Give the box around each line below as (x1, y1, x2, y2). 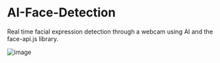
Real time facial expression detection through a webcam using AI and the (7, 27, 214, 36)
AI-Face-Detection (7, 5, 116, 21)
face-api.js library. (7, 34, 59, 42)
